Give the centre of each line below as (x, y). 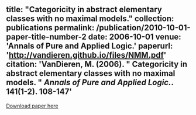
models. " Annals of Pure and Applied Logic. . (90, 83)
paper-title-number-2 (46, 37)
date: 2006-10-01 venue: (135, 37)
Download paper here (32, 106)
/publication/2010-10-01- (144, 28)
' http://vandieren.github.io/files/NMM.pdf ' (86, 55)
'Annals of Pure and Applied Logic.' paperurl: (90, 46)
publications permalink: (50, 28)
